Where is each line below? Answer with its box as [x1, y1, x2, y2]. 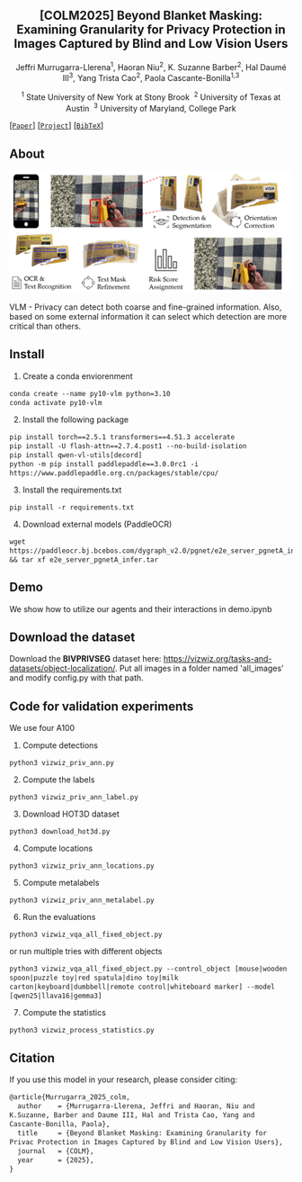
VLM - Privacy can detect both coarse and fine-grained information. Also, [9, 302, 282, 312]
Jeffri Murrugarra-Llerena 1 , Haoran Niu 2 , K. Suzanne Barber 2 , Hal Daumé [15, 59, 287, 72]
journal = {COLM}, [17, 1147, 94, 1156]
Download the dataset [9, 630, 136, 645]
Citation [9, 1050, 56, 1066]
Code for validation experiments [9, 699, 194, 714]
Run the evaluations [22, 912, 96, 923]
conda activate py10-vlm [9, 398, 102, 407]
